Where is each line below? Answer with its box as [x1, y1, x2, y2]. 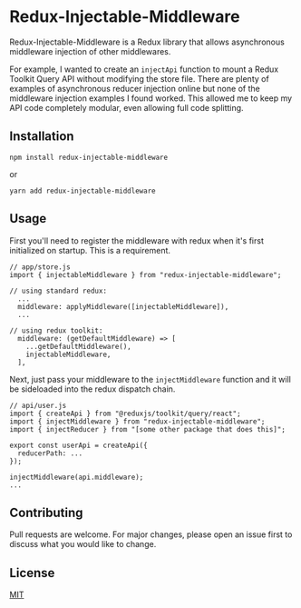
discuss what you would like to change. [9, 539, 157, 550]
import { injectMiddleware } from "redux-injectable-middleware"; [9, 416, 266, 426]
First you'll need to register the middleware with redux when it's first [9, 234, 265, 246]
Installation [9, 129, 74, 145]
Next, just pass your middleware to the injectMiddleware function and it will [9, 374, 292, 384]
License [9, 565, 55, 581]
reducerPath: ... [17, 448, 83, 458]
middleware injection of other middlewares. [9, 45, 171, 56]
